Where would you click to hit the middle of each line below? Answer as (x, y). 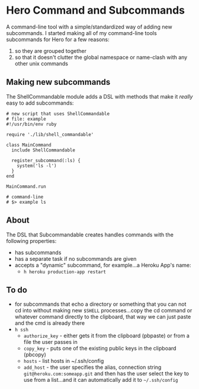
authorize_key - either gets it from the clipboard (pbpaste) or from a (106, 336)
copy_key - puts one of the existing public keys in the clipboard (100, 349)
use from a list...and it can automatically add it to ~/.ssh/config (101, 380)
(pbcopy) (35, 355)
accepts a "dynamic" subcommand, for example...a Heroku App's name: (103, 265)
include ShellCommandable (44, 150)
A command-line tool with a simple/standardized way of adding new (89, 27)
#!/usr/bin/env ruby (32, 124)
